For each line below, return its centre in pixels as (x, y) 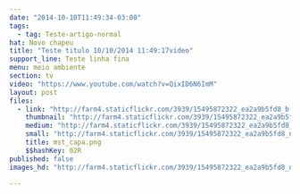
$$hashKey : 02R (54, 150)
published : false (42, 159)
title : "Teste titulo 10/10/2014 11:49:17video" (101, 51)
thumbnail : (46, 117)
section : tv (31, 76)
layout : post (33, 92)
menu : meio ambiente (48, 68)
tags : (19, 26)
